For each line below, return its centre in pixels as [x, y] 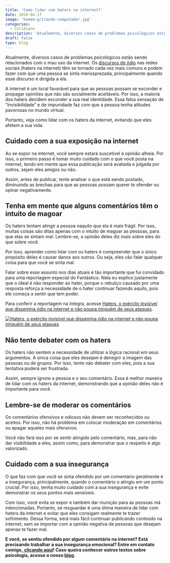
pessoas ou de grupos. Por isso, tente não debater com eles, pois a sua [80, 363]
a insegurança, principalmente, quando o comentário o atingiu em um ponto [84, 482]
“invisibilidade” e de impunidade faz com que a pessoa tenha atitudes [78, 105]
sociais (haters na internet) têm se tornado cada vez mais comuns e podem [84, 68]
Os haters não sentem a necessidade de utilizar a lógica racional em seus [82, 353]
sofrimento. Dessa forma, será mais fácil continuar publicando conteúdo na [84, 518]
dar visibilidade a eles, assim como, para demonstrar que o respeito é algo [83, 443]
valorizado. [17, 448]
